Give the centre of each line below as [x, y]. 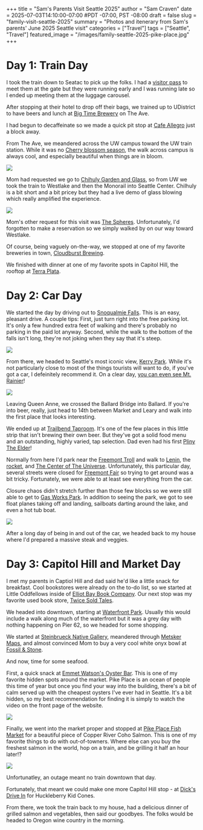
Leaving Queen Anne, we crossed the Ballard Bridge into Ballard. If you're [98, 403]
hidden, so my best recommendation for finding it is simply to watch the [96, 699]
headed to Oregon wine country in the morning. [66, 820]
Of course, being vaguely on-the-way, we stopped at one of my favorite [96, 246]
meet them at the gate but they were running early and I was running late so [101, 89]
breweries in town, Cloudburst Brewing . [55, 253]
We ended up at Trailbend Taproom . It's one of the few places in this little [97, 428]
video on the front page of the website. [55, 705]
